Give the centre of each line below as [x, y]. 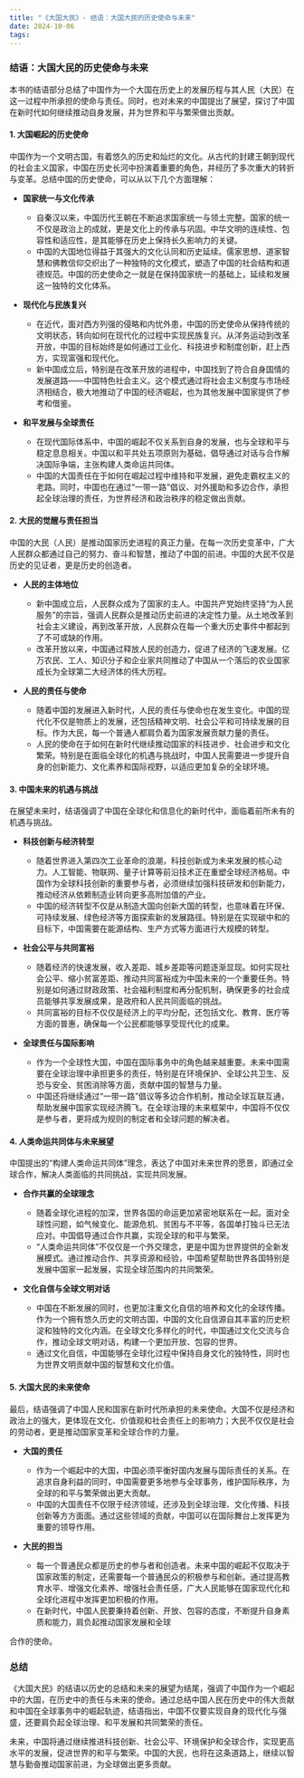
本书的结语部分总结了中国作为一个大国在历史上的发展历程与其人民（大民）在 [152, 89]
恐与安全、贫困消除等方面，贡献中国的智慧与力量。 [131, 1085]
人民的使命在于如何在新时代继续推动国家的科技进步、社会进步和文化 [163, 745]
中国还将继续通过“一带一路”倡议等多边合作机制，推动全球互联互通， [162, 1096]
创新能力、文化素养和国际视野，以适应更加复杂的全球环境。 [163, 767]
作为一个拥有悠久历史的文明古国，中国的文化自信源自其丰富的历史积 [163, 1320]
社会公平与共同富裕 [58, 948]
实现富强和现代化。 [88, 358]
